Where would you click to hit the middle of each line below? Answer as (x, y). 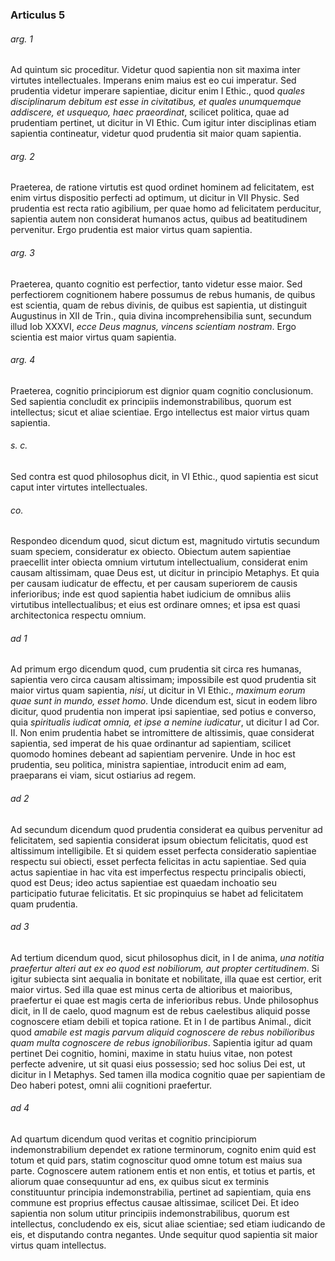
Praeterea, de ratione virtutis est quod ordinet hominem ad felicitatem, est (162, 187)
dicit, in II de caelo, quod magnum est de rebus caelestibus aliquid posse (160, 1010)
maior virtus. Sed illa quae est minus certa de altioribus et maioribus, (151, 989)
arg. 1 (21, 39)
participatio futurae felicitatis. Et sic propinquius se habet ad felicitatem (157, 893)
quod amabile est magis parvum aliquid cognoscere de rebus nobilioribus (162, 1032)
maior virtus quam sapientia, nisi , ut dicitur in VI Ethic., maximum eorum (158, 690)
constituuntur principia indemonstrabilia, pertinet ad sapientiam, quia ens (161, 1192)
